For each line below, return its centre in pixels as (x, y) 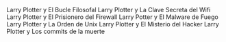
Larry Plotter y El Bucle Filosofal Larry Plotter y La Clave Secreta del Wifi (109, 10)
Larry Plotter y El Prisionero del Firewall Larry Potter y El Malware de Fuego (112, 17)
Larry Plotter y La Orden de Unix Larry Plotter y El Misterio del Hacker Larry (113, 24)
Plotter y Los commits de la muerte (56, 31)
